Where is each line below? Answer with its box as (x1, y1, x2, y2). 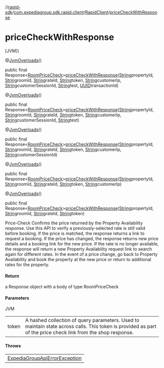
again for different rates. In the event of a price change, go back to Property (5, 251, 158, 257)
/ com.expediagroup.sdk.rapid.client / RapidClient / (12, 9, 110, 15)
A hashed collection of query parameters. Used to (25, 317, 140, 324)
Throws (5, 343, 21, 348)
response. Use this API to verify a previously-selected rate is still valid (5, 225, 145, 231)
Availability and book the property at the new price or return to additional (5, 256, 151, 262)
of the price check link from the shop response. (25, 329, 134, 336)
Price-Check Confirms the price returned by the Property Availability (5, 220, 143, 226)
